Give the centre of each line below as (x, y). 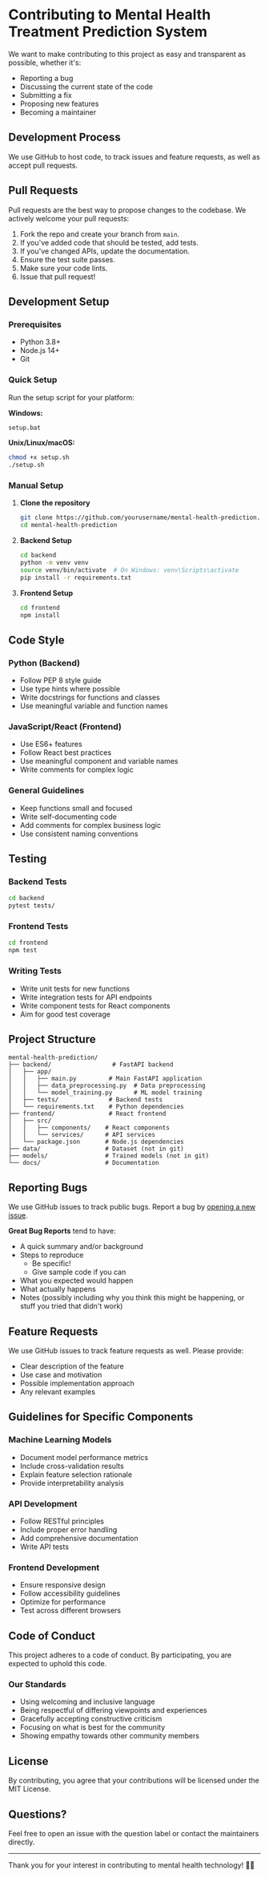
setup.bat (25, 428)
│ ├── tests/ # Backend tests (85, 1100)
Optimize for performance (63, 1602)
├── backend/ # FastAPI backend (91, 1065)
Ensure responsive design (62, 1585)
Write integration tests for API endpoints (86, 997)
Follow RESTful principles (62, 1521)
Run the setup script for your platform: (71, 397)
